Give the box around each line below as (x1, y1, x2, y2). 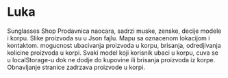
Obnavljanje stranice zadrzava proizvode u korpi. (7, 63, 146, 71)
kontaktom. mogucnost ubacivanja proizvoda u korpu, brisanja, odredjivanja (7, 41, 221, 49)
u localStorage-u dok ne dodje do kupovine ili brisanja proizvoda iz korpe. (7, 55, 216, 64)
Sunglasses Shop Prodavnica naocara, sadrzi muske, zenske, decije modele (7, 27, 222, 35)
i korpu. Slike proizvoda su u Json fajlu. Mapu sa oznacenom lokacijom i (7, 34, 210, 42)
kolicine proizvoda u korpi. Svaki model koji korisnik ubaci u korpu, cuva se (7, 49, 219, 57)
